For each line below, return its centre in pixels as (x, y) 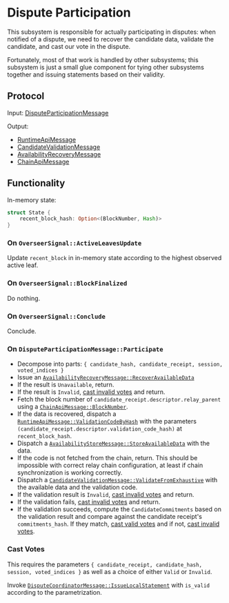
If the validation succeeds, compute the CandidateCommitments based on (119, 509)
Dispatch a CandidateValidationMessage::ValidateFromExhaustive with (117, 480)
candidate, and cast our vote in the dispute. (69, 46)
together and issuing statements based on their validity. (86, 75)
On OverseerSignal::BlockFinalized (67, 283)
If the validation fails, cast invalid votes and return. (89, 502)
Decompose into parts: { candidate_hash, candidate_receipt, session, (120, 364)
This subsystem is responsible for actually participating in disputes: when (111, 32)
